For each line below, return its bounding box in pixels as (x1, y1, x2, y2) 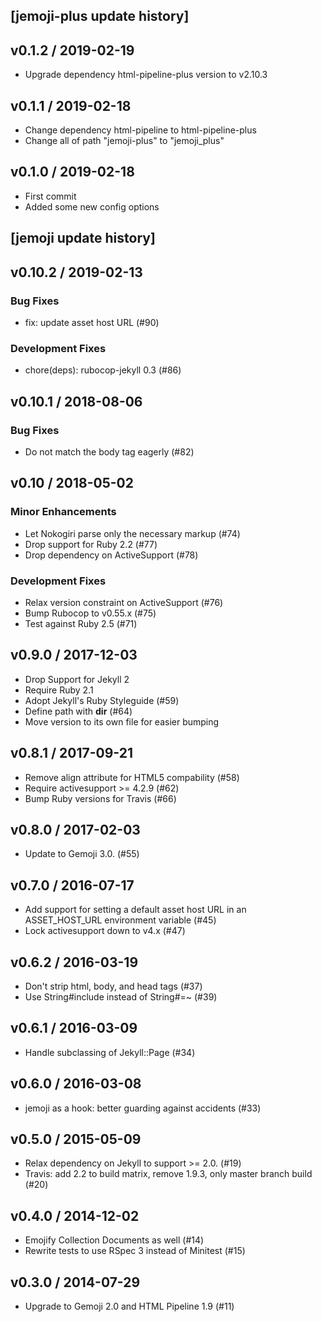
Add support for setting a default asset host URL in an (24, 904, 247, 916)
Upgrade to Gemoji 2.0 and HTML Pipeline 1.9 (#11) (24, 1300, 235, 1312)
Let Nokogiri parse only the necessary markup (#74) (24, 527, 241, 539)
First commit (24, 190, 77, 202)
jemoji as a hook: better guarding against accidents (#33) (24, 1102, 262, 1114)
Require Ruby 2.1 (24, 684, 94, 696)
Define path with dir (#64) (24, 705, 133, 717)
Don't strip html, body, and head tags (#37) (24, 980, 203, 992)
